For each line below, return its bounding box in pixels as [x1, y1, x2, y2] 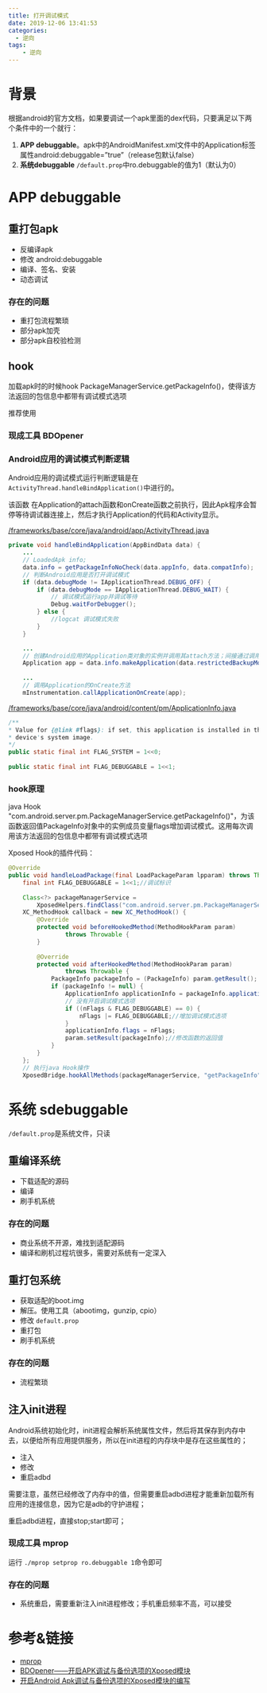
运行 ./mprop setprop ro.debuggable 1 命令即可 [8, 1557, 163, 1566]
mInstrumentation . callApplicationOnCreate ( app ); [22, 689, 187, 696]
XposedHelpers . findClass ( [37, 901, 123, 909]
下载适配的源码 [19, 1176, 69, 1186]
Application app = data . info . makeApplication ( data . [22, 659, 197, 667]
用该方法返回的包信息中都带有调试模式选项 [8, 831, 148, 841]
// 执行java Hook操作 [22, 1063, 90, 1071]
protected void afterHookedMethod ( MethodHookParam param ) [37, 960, 233, 968]
